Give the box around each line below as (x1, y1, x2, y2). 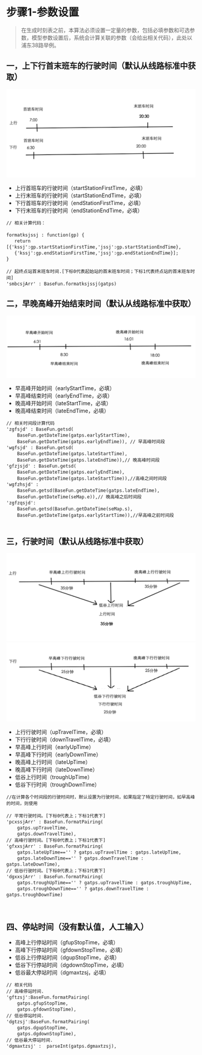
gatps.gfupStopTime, (17, 1000, 69, 1007)
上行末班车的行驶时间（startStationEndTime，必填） (14, 192, 145, 199)
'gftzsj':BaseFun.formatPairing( (6, 994, 90, 1001)
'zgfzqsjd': (6, 500, 36, 506)
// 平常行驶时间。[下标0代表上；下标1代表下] (6, 813, 106, 819)
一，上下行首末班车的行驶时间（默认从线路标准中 (6, 61, 188, 71)
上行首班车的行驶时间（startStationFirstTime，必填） (14, 185, 146, 191)
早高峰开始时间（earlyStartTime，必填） (14, 385, 115, 392)
